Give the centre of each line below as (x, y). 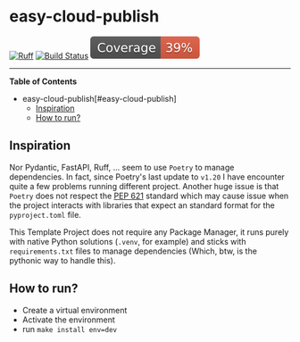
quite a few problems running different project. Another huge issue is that (144, 186)
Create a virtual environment (75, 310)
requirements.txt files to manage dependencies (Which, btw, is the (133, 251)
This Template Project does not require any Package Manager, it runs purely (149, 232)
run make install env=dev (70, 329)
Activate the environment (69, 320)
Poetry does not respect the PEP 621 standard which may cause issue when (149, 196)
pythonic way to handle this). (62, 260)
